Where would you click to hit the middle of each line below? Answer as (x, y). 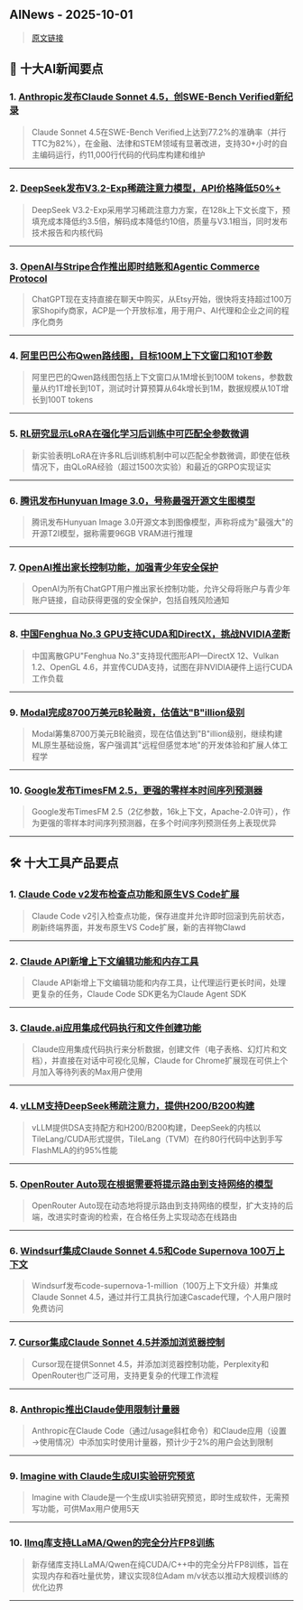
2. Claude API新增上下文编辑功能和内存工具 (104, 961)
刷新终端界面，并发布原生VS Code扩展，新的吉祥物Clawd (138, 927)
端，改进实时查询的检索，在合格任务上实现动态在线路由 (134, 1217)
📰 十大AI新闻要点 (56, 69)
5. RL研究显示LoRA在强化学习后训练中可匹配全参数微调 (129, 434)
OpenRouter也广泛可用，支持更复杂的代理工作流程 (125, 1375)
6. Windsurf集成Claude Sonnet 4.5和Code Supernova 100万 (142, 1251)
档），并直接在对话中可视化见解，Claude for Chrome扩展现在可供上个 (160, 1061)
